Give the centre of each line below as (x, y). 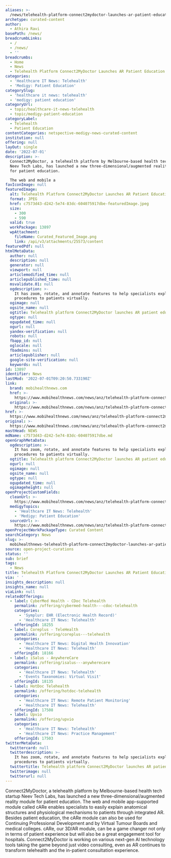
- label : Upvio (26, 715)
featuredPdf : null (25, 246)
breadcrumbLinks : (24, 39)
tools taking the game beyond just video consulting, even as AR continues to (85, 845)
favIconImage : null (26, 185)
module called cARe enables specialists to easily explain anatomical (76, 807)
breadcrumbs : (19, 57)
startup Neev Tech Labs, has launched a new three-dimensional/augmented (85, 796)
